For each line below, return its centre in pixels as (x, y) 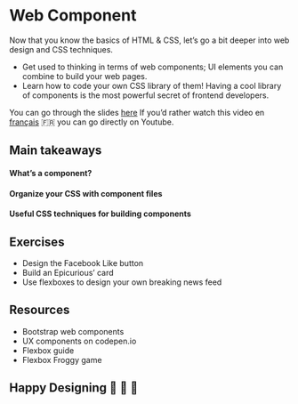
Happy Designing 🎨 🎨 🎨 (74, 388)
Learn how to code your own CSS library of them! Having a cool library (152, 85)
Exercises (37, 242)
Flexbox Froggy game (62, 360)
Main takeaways (56, 151)
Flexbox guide (48, 350)
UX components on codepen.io (79, 341)
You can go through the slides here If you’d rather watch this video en (137, 112)
